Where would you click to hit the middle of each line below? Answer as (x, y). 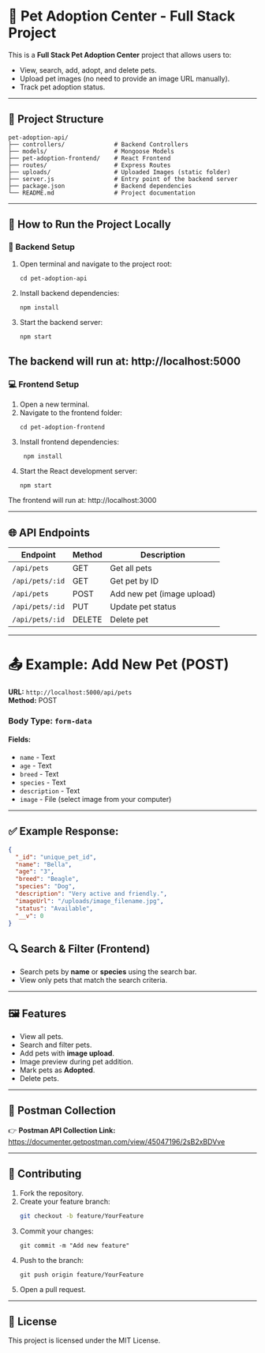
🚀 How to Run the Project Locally (90, 225)
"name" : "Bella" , (44, 864)
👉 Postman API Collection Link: (62, 1130)
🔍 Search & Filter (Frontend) (79, 949)
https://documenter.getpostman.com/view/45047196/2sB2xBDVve (117, 1141)
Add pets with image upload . (67, 1053)
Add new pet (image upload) (163, 594)
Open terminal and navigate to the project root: (95, 264)
